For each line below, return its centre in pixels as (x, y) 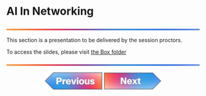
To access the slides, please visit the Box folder (67, 52)
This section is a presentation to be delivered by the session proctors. (94, 40)
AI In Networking (50, 11)
